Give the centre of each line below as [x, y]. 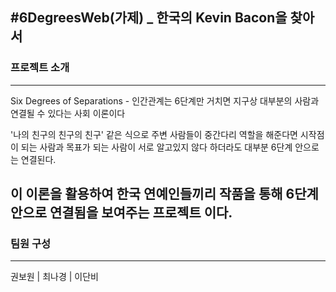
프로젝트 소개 [40, 68]
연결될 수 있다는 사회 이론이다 [68, 113]
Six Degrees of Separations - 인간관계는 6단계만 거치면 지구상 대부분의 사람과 [165, 100]
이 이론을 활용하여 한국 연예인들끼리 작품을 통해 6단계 [164, 194]
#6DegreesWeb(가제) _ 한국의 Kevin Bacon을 [149, 18]
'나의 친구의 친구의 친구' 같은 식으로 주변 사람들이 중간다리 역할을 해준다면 [154, 134]
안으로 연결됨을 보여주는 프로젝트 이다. [121, 213]
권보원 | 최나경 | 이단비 [54, 277]
